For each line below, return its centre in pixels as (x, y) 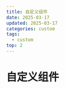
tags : (13, 34)
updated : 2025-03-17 (32, 23)
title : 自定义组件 (27, 12)
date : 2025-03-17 (28, 17)
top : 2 (14, 46)
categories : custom (31, 29)
